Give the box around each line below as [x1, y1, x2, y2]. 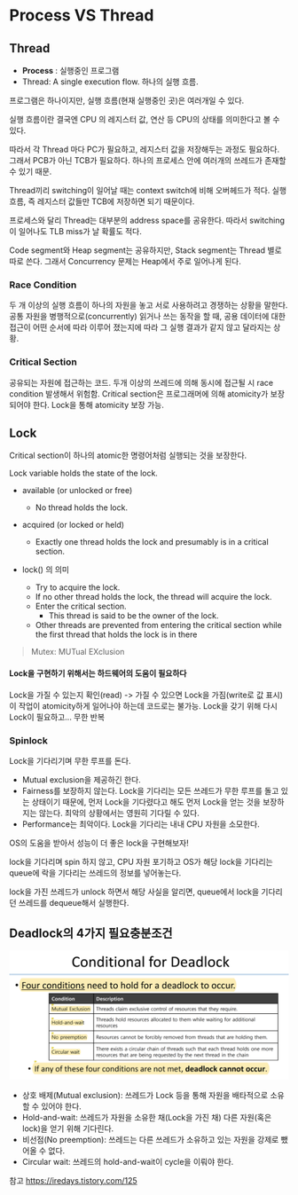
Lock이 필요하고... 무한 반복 [9, 711, 105, 722]
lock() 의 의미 [21, 564, 69, 575]
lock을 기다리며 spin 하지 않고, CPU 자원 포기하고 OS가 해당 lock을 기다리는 [9, 856, 273, 867]
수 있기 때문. [9, 166, 52, 177]
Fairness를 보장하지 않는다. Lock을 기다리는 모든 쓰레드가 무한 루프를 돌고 [21, 785, 279, 796]
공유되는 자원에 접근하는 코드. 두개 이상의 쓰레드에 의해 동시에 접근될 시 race [9, 377, 273, 388]
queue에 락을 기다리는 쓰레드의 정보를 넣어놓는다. [9, 867, 182, 878]
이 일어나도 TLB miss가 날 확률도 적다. [9, 226, 142, 236]
